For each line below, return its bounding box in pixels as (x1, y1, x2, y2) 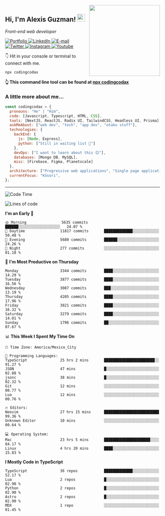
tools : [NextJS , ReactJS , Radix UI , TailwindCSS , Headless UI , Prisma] (9, 118, 160, 123)
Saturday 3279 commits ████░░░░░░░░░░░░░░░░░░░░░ (5, 311, 160, 316)
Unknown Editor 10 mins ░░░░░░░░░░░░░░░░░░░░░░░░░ (5, 418, 160, 423)
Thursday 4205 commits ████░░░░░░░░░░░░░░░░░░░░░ (5, 294, 160, 299)
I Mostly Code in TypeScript (5, 459, 63, 465)
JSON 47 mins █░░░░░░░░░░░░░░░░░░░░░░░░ (5, 366, 160, 371)
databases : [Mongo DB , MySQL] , (14, 155, 78, 160)
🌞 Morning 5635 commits (5, 220, 88, 225)
